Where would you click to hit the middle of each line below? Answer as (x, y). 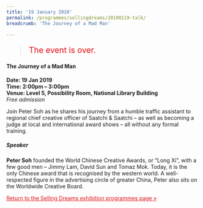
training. (17, 131)
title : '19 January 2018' (39, 12)
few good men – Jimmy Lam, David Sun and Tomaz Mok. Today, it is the (97, 166)
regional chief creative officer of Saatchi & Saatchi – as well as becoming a (100, 117)
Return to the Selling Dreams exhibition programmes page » (82, 198)
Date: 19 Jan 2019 (29, 80)
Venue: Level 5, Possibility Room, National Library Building (82, 93)
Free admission (26, 99)
